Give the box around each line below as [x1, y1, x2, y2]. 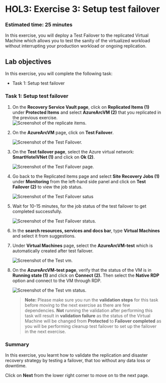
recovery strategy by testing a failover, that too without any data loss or [5, 357, 151, 363]
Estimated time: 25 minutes [5, 21, 73, 28]
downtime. [5, 363, 27, 369]
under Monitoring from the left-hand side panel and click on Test [12, 178, 146, 184]
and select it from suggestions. [12, 232, 76, 239]
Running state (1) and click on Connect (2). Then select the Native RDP [12, 272, 160, 278]
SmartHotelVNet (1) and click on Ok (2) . [12, 154, 95, 160]
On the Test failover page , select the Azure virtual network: [12, 149, 134, 154]
